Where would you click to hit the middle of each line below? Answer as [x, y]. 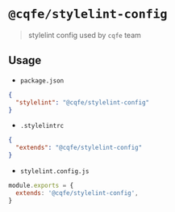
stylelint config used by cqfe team [84, 35]
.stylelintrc [42, 126]
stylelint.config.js [54, 172]
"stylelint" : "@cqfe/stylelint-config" [83, 102]
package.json [42, 81]
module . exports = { [41, 185]
